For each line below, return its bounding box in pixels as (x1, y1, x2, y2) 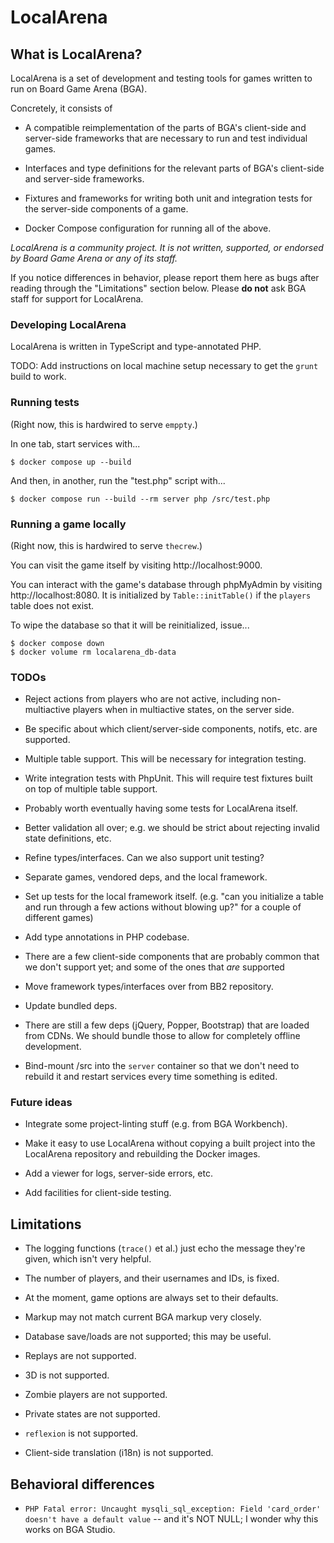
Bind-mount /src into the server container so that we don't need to (24, 1060, 300, 1072)
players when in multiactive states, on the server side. (72, 704, 295, 716)
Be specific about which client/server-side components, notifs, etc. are (24, 723, 318, 735)
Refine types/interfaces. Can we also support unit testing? (24, 852, 265, 864)
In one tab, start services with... (10, 437, 141, 450)
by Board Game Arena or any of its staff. (10, 252, 178, 264)
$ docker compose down (10, 638, 105, 648)
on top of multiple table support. (24, 783, 158, 795)
